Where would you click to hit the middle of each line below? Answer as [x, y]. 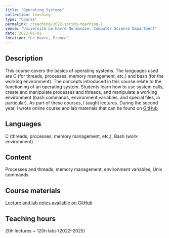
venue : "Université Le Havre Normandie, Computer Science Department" [81, 29]
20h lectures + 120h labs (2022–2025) [45, 230]
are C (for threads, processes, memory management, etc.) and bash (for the [85, 76]
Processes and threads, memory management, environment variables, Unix [84, 169]
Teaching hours [31, 219]
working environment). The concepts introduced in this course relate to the [83, 81]
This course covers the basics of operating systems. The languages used [82, 71]
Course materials [33, 190]
